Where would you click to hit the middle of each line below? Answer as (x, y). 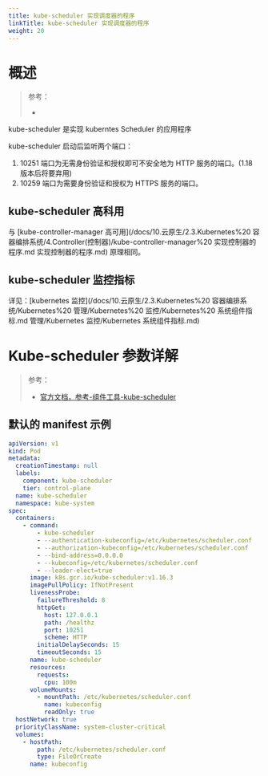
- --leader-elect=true (75, 571)
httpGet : (52, 607)
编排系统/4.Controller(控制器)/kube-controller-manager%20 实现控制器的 (136, 242)
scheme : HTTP (66, 638)
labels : (28, 473)
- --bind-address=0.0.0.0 (80, 555)
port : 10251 (64, 630)
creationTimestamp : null (57, 466)
